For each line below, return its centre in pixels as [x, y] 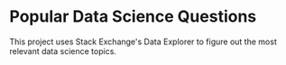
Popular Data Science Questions [133, 17]
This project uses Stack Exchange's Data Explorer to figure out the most [143, 42]
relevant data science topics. [63, 51]
